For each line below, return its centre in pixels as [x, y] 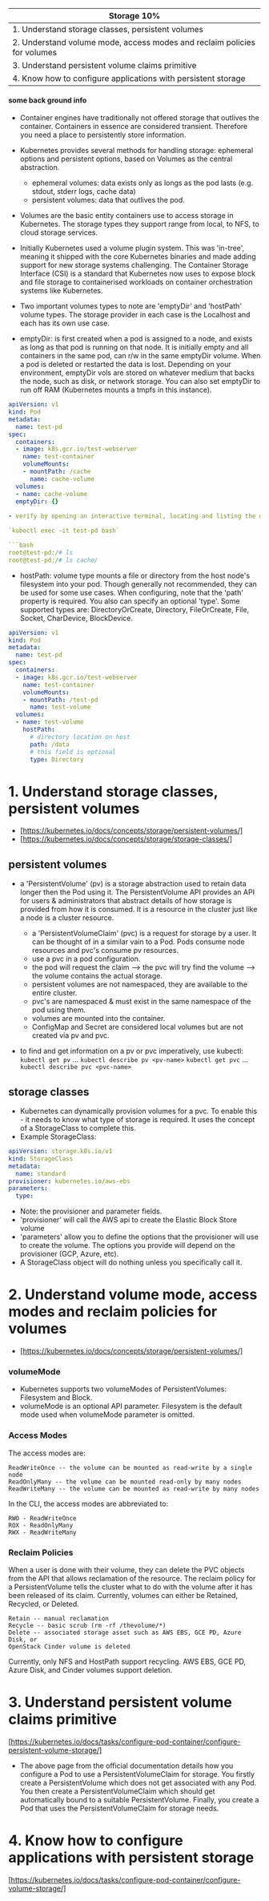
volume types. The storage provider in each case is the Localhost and [135, 315]
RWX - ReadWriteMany [43, 1532]
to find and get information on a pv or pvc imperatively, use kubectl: [132, 1051]
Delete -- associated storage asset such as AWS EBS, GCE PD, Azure [125, 1633]
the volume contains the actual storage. [97, 976]
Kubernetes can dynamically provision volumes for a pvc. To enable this [139, 1111]
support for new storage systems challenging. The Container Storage [134, 265]
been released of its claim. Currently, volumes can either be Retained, [123, 1595]
